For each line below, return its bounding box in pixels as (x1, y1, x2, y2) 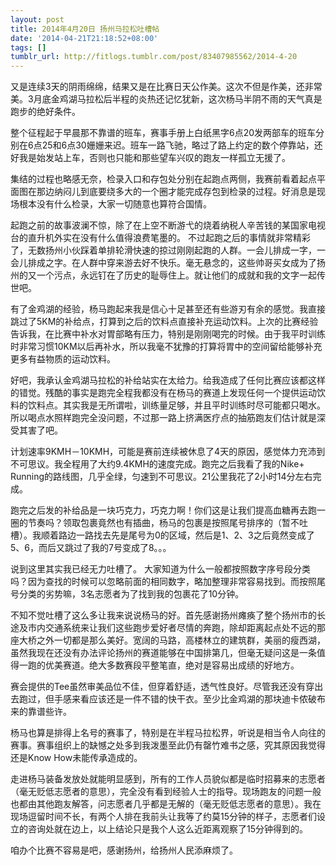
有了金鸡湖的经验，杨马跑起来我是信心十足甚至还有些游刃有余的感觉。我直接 (10, 303, 326, 315)
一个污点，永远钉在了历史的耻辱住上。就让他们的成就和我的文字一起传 (36, 269, 326, 281)
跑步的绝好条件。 (10, 106, 81, 118)
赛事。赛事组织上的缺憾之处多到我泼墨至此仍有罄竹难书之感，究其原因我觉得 (10, 739, 326, 751)
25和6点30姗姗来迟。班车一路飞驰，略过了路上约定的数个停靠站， (41, 139, 315, 151)
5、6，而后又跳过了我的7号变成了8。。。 (10, 542, 172, 554)
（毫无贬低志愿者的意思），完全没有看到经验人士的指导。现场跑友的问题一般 (10, 786, 322, 798)
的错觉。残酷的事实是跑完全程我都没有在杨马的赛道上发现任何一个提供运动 (10, 387, 317, 399)
